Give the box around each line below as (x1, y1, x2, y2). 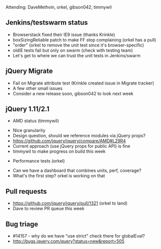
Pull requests (5, 187, 47, 196)
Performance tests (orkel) (12, 158, 65, 164)
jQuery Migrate (5, 67, 53, 76)
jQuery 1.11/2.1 (5, 105, 50, 113)
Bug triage (5, 220, 38, 228)
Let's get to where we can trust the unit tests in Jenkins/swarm (12, 52, 141, 58)
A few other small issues (12, 85, 63, 91)
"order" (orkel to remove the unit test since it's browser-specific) (12, 42, 144, 48)
